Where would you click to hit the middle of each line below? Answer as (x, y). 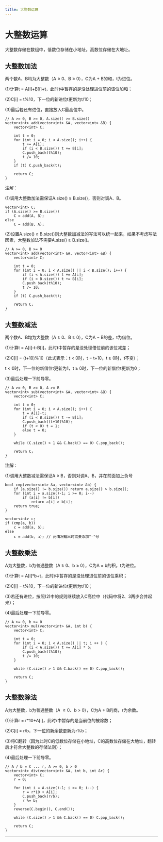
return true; (27, 506)
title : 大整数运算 (22, 9)
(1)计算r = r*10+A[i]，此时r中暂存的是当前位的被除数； (59, 720)
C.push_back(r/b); (41, 796)
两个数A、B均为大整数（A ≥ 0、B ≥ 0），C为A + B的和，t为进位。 (70, 79)
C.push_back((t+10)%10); (48, 422)
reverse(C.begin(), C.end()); (44, 809)
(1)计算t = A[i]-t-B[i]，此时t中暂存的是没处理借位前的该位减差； (68, 348)
